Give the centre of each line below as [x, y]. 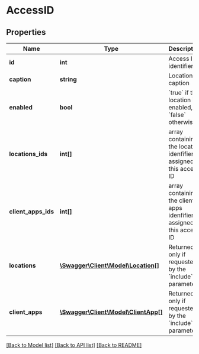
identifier [181, 66]
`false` [177, 115]
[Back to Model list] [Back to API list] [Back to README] [74, 345]
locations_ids [28, 154]
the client [181, 200]
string [68, 79]
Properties [26, 32]
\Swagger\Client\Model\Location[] [109, 265]
